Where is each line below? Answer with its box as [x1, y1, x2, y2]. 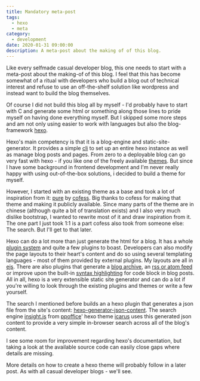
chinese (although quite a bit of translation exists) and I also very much [6, 207, 181, 214]
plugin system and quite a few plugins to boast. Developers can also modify [6, 243, 193, 251]
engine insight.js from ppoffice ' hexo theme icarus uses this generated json [6, 312, 192, 320]
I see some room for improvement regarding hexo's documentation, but [6, 337, 182, 344]
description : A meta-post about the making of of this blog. [6, 48, 162, 54]
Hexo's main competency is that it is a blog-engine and [6, 138, 142, 145]
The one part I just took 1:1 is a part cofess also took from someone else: [6, 220, 184, 227]
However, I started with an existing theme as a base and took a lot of [6, 188, 175, 195]
